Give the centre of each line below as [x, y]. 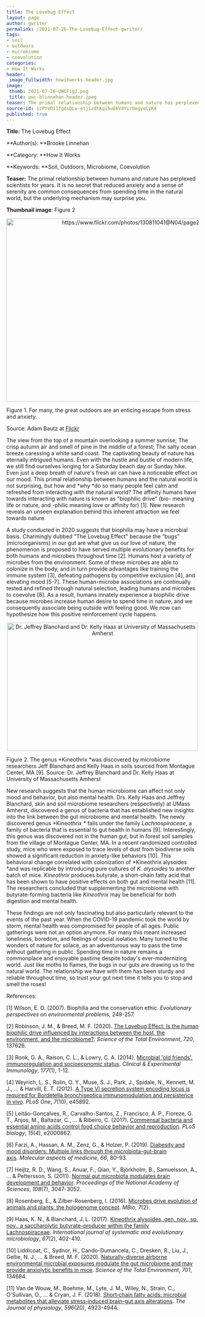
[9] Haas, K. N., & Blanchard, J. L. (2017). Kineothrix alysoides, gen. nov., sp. [102, 1219]
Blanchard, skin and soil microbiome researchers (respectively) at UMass [98, 804]
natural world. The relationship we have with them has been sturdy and [95, 972]
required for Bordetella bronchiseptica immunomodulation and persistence [100, 1095]
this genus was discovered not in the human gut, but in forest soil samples [100, 836]
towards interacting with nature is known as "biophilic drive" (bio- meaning [100, 499]
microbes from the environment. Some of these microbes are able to [92, 563]
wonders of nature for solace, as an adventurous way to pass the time [94, 945]
